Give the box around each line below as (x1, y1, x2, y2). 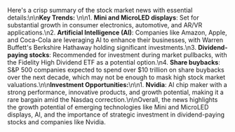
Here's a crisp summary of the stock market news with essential (7, 6, 193, 14)
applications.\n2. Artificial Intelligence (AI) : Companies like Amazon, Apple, (7, 28, 228, 37)
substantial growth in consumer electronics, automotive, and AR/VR (7, 21, 203, 29)
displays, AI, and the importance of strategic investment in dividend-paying (7, 110, 225, 119)
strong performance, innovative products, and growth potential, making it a (7, 88, 224, 96)
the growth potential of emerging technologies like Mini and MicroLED (7, 103, 209, 111)
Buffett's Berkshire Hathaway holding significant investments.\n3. (7, 44, 196, 51)
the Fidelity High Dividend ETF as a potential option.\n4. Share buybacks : (7, 58, 221, 66)
